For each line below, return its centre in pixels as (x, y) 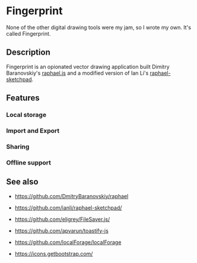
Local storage (26, 115)
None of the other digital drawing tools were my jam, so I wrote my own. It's (99, 27)
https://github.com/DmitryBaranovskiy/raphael (72, 196)
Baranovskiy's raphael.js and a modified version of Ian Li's (77, 73)
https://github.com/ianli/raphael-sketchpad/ (68, 207)
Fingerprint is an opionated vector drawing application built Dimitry (88, 66)
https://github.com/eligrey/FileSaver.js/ (62, 219)
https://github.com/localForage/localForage (68, 242)
